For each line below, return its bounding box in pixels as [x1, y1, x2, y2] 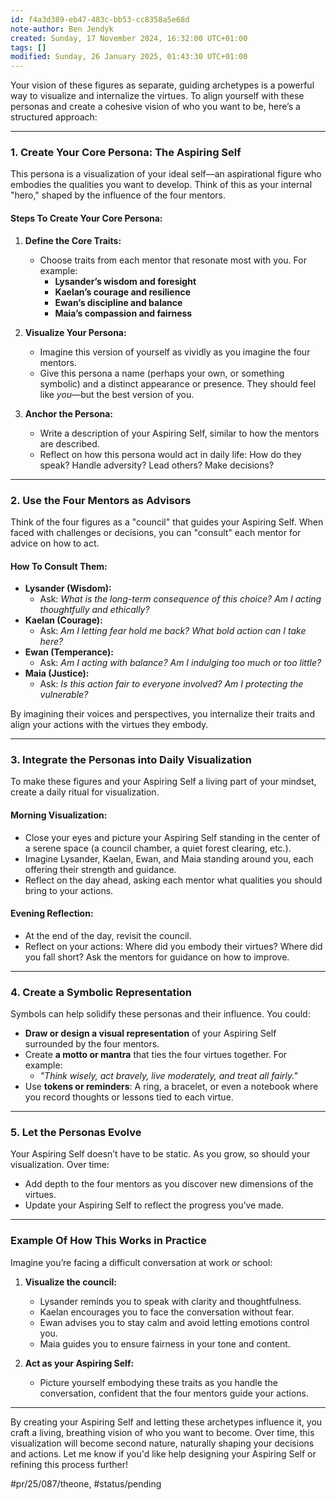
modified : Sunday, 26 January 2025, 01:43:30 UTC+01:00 [10, 52, 248, 62]
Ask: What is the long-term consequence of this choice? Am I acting [39, 593, 322, 605]
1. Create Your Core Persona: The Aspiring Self [10, 146, 242, 160]
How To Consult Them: [10, 560, 108, 572]
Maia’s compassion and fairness [54, 307, 193, 319]
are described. [39, 437, 100, 450]
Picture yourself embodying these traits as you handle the [39, 1376, 278, 1388]
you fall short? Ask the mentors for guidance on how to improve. [24, 951, 290, 963]
